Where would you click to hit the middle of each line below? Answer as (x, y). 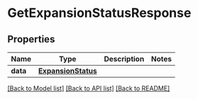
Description (124, 59)
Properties (31, 39)
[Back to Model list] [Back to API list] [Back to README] (89, 88)
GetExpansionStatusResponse (99, 13)
